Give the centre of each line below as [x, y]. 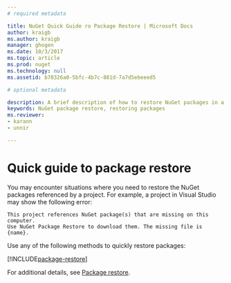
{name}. [18, 233]
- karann [20, 121]
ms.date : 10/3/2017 [35, 52]
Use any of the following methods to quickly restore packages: [96, 245]
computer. [21, 221]
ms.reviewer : [26, 115]
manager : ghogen [30, 46]
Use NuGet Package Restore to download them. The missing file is [105, 226]
